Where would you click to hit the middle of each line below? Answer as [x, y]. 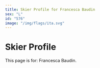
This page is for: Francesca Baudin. [41, 61]
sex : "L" [14, 14]
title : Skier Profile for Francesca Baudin [50, 9]
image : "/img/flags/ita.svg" [35, 23]
